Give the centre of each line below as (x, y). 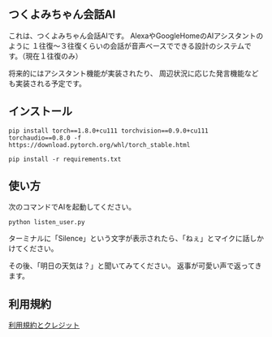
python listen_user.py (47, 223)
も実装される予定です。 (47, 83)
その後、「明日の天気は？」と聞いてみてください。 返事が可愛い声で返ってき (135, 266)
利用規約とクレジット (44, 325)
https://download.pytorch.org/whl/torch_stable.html (99, 145)
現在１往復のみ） (54, 56)
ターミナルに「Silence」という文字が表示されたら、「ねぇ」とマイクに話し (133, 239)
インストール (41, 112)
